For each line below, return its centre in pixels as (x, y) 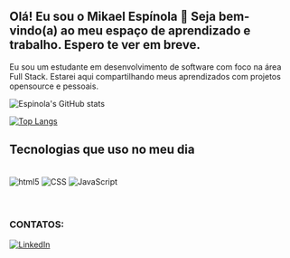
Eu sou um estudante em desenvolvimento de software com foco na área (145, 67)
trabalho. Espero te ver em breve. (105, 45)
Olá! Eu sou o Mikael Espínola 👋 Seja (113, 17)
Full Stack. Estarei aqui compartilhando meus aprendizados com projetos (145, 76)
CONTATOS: (37, 225)
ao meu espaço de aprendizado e (155, 31)
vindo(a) (34, 31)
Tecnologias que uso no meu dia (102, 150)
